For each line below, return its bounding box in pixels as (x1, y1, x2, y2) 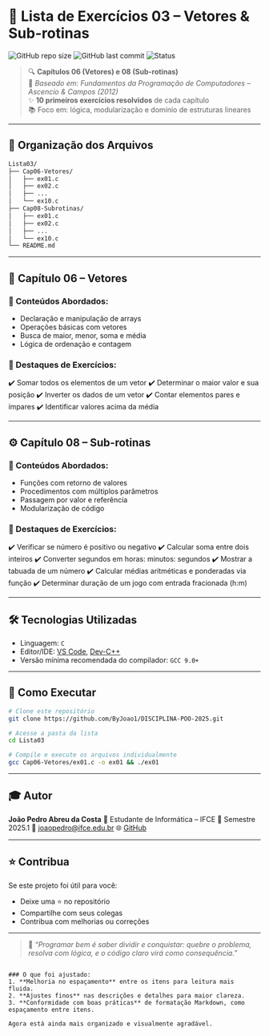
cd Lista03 (8, 736, 45, 744)
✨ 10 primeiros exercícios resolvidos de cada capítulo (27, 95, 210, 105)
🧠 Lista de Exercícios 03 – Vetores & (8, 7, 250, 26)
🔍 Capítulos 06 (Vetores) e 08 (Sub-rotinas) (27, 67, 179, 76)
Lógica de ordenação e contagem (19, 339, 132, 349)
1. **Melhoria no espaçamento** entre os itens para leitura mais (8, 978, 235, 986)
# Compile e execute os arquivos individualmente (8, 751, 178, 760)
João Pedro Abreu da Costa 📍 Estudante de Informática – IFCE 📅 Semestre (8, 814, 256, 824)
